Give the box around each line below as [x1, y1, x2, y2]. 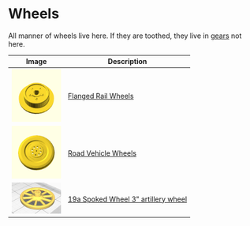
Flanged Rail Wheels [68, 92, 134, 101]
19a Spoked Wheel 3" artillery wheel [68, 194, 188, 204]
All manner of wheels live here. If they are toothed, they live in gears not [8, 31, 242, 40]
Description [107, 57, 147, 66]
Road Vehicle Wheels [68, 148, 136, 158]
